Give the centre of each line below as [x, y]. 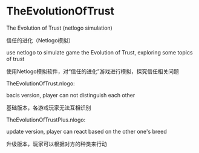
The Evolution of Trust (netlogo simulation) [60, 28]
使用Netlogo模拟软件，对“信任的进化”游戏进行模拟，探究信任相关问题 [93, 71]
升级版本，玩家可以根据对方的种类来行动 [57, 144]
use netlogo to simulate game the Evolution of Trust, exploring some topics [99, 52]
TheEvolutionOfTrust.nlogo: [41, 83]
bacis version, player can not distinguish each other [71, 95]
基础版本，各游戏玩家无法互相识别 [49, 108]
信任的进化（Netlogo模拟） [40, 40]
